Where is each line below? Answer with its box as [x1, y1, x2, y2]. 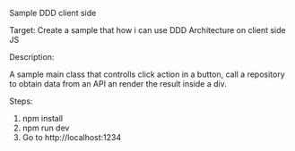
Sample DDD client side [9, 8, 97, 18]
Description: [9, 52, 55, 62]
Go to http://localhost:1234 [22, 132, 122, 142]
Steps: [9, 96, 33, 106]
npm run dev [22, 122, 70, 133]
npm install [22, 113, 64, 123]
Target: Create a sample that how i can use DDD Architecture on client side [9, 25, 286, 35]
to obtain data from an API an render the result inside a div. [9, 79, 227, 88]
